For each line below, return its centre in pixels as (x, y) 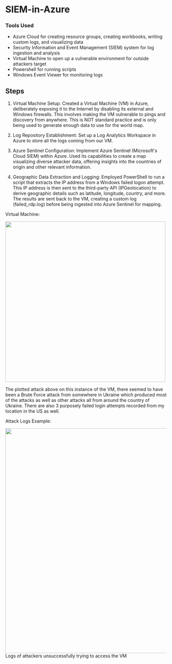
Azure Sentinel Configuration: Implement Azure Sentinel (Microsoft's (85, 151)
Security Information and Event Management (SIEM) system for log (83, 48)
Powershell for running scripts (45, 69)
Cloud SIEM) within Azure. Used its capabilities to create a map (79, 156)
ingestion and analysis (36, 53)
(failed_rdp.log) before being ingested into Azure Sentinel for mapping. (87, 205)
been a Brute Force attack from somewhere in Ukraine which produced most (86, 395)
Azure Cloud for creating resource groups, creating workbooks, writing (88, 36)
